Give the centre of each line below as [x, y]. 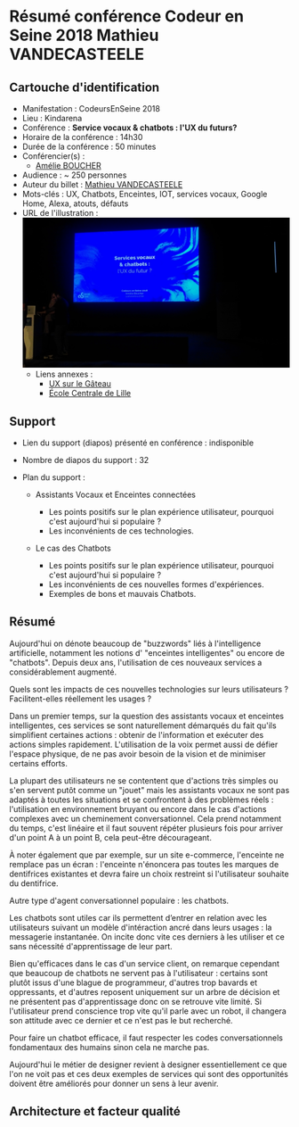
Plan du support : [54, 477]
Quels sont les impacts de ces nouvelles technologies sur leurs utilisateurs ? [149, 689]
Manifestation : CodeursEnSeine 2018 [91, 108]
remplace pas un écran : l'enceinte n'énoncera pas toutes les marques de [144, 864]
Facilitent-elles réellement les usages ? [81, 699]
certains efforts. [39, 763]
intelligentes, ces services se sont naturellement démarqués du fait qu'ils [143, 725]
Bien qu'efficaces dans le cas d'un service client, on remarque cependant [145, 963]
